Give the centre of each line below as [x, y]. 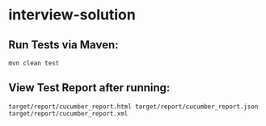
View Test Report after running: [89, 88]
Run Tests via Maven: [63, 45]
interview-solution [72, 15]
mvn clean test [34, 63]
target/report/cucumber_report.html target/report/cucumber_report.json [133, 107]
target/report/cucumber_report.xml [68, 113]
